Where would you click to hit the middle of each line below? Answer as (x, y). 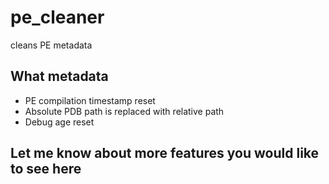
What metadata (59, 76)
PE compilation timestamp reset (90, 100)
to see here (46, 169)
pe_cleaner (57, 17)
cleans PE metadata (51, 45)
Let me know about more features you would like (165, 153)
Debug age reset (59, 122)
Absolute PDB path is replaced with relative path (124, 111)
